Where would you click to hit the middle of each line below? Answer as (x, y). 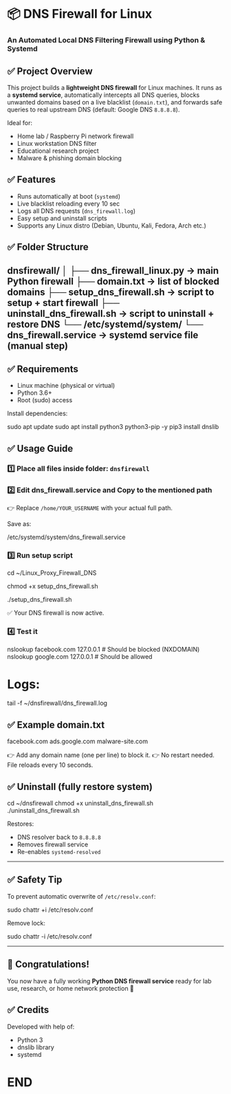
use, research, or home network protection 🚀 (70, 988)
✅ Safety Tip (35, 880)
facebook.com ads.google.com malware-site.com (78, 741)
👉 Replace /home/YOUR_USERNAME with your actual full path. (90, 507)
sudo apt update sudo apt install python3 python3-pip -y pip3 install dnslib (113, 427)
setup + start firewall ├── (64, 303)
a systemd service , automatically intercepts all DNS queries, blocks (103, 95)
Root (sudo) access (45, 400)
